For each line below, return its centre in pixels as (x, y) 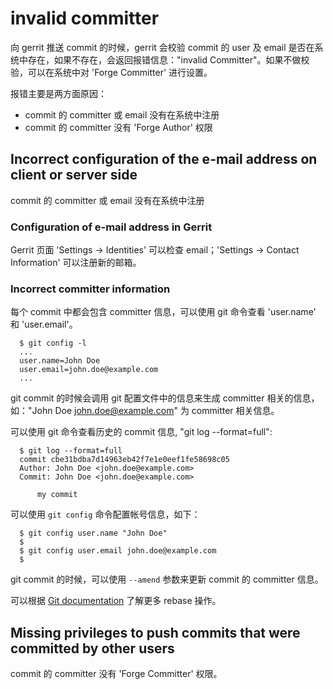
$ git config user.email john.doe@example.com (118, 551)
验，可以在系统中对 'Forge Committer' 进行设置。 (111, 72)
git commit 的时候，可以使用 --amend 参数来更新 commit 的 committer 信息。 (167, 579)
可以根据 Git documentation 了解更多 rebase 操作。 (116, 601)
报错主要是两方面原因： (58, 93)
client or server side (74, 175)
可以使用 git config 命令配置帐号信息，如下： (105, 514)
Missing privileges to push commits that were (155, 632)
